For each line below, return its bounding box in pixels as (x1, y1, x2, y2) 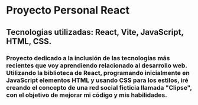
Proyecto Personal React (6, 4, 130, 17)
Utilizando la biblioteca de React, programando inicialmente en (6, 68, 190, 77)
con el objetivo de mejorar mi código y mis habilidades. (6, 91, 167, 99)
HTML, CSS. (6, 36, 52, 46)
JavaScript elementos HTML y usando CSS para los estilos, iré (6, 76, 189, 84)
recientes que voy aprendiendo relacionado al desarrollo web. (6, 61, 187, 70)
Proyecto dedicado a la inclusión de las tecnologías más (6, 54, 170, 62)
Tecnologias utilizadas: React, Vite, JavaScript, (6, 27, 184, 37)
